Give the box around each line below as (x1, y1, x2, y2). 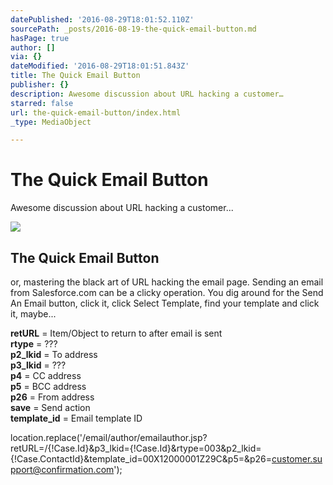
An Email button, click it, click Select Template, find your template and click (10, 297, 320, 309)
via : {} (10, 52, 43, 62)
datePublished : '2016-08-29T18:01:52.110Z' (10, 14, 195, 25)
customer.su (271, 453, 323, 465)
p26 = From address (10, 391, 95, 403)
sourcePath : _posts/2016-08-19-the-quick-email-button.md (10, 24, 257, 34)
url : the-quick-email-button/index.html (10, 107, 182, 118)
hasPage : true (10, 33, 70, 43)
